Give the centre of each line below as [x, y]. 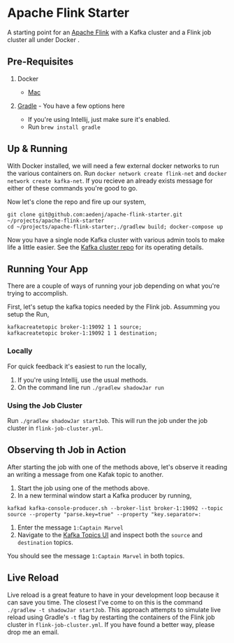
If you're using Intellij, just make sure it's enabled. [99, 119]
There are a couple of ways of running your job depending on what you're [114, 286]
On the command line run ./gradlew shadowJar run [90, 387]
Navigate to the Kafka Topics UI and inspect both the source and [110, 534]
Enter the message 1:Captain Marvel [70, 527]
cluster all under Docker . [44, 39]
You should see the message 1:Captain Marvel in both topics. [96, 555]
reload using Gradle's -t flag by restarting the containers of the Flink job [111, 617]
